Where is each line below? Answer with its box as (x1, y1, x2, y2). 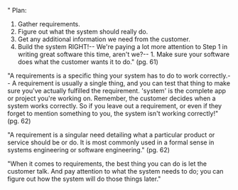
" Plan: (7, 6, 27, 14)
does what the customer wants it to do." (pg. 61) (17, 58, 158, 66)
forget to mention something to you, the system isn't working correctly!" (7, 110, 219, 117)
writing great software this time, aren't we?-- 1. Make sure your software (17, 50, 229, 58)
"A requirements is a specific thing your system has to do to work (7, 71, 199, 80)
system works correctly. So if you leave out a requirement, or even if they (7, 102, 222, 110)
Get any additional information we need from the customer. (17, 35, 190, 43)
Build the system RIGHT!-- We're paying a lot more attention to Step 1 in (17, 43, 228, 51)
